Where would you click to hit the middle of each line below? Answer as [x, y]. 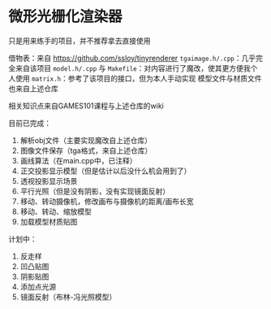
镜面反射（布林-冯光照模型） [68, 297]
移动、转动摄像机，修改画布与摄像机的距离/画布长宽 [107, 201]
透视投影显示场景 [49, 181]
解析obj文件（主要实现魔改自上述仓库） [86, 140]
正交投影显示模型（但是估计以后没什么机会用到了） [105, 171]
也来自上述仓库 [33, 88]
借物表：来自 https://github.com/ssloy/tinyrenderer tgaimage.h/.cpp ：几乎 [132, 58]
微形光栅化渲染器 [66, 17]
